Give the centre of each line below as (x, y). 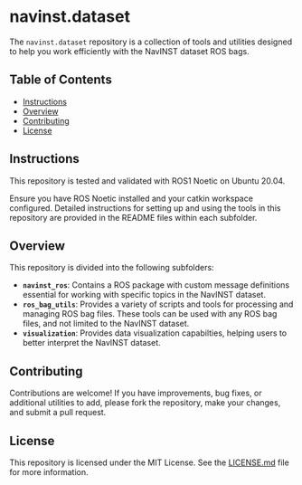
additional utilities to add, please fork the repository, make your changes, (145, 403)
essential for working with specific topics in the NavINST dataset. (144, 295)
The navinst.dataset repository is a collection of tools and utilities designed (151, 42)
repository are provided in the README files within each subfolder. (133, 217)
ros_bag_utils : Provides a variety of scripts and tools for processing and (158, 304)
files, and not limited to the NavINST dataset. (106, 324)
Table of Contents (61, 80)
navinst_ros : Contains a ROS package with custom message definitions (156, 285)
